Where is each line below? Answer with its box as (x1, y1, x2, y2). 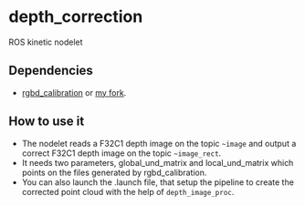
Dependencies (8, 63, 93, 78)
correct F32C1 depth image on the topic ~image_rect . (21, 148, 222, 159)
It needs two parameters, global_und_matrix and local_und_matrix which (21, 157, 294, 168)
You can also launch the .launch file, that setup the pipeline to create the (21, 176, 294, 188)
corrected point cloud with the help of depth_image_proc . (21, 186, 235, 197)
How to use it (8, 114, 85, 129)
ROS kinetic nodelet (8, 36, 83, 47)
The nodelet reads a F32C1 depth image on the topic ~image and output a (21, 138, 297, 149)
